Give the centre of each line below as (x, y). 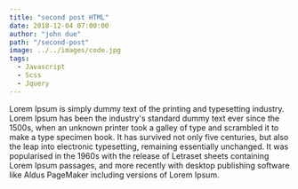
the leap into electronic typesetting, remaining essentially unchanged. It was (149, 146)
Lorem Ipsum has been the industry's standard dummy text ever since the (145, 118)
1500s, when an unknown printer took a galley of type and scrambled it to (144, 127)
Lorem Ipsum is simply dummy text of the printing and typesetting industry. (147, 108)
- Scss (29, 75)
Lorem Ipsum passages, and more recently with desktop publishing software (149, 165)
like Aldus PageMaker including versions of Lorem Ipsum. (114, 175)
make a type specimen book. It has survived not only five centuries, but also (149, 137)
